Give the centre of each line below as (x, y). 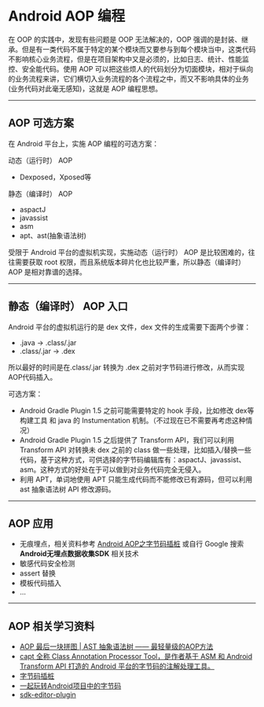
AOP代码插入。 (33, 377)
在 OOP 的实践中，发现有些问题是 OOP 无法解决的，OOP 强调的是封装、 (125, 39)
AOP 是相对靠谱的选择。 (47, 271)
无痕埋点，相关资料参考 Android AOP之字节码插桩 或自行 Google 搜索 (132, 544)
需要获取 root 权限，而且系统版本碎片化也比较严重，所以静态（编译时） (130, 262)
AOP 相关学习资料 (51, 626)
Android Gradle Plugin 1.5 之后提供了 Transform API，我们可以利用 (127, 440)
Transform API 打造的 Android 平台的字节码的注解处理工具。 (117, 666)
